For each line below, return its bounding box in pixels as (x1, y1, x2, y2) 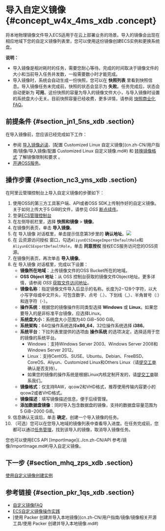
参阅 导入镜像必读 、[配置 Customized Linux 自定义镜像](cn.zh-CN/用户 (12, 141, 156, 147)
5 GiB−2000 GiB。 (20, 408, 57, 414)
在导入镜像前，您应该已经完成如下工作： (5, 131, 87, 137)
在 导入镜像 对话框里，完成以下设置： (12, 261, 89, 267)
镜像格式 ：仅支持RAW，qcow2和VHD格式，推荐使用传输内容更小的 (20, 384, 156, 390)
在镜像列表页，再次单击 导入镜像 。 (12, 255, 83, 261)
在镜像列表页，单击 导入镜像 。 (12, 225, 74, 231)
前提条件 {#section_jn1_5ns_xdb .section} (5, 117, 135, 126)
